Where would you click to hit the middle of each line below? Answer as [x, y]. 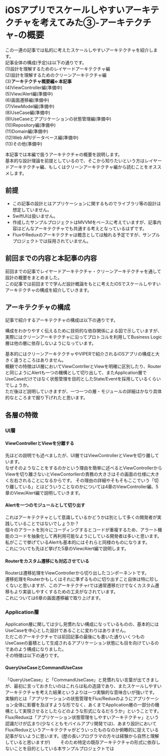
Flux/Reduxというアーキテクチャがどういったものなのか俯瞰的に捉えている [82, 729]
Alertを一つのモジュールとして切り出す [45, 505]
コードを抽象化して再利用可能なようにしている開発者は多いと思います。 [88, 536]
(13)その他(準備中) [24, 143]
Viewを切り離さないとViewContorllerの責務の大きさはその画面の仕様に [78, 474]
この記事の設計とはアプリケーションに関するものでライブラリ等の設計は [86, 203]
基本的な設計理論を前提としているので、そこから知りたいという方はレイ [79, 160]
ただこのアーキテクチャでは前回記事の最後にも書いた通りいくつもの [75, 636]
